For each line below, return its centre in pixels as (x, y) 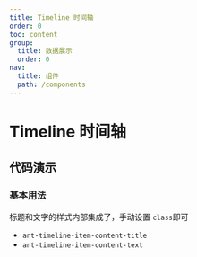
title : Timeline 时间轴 (51, 18)
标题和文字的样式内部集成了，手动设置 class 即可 (99, 217)
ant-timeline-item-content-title (85, 235)
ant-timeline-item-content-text (82, 245)
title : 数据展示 (45, 51)
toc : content (34, 34)
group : (21, 43)
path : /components (52, 84)
